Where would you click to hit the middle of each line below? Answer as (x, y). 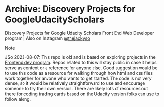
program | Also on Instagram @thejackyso (47, 38)
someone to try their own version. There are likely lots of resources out (77, 88)
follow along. (18, 99)
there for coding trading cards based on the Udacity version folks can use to (82, 94)
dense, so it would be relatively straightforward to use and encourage (75, 83)
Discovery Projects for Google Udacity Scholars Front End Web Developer (80, 33)
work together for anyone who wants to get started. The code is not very (78, 78)
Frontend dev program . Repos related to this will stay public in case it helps (81, 62)
